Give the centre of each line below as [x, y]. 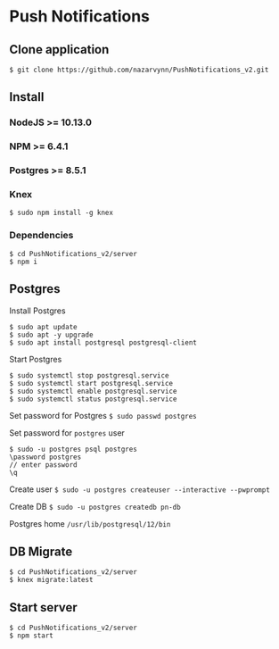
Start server [43, 607]
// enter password [43, 465]
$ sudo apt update [43, 327]
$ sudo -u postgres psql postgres [74, 449]
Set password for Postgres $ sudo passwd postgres [103, 415]
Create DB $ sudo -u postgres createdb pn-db [95, 506]
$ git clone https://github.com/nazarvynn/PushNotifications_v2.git [139, 70]
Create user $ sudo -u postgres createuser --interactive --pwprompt [139, 489]
